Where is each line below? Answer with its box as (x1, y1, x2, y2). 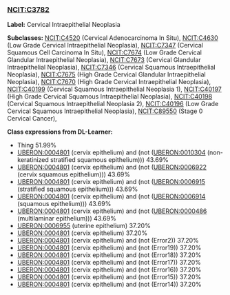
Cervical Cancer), (7, 114, 57, 123)
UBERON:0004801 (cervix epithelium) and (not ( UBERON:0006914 (17, 192, 206, 201)
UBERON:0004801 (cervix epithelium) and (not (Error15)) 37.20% (17, 273, 202, 281)
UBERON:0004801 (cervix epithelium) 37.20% (17, 229, 148, 237)
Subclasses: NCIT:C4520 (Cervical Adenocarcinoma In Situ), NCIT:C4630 (7, 34, 218, 42)
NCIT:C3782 (7, 5, 50, 14)
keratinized (17, 156, 50, 164)
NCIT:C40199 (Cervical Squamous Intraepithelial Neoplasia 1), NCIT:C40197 (7, 85, 222, 94)
